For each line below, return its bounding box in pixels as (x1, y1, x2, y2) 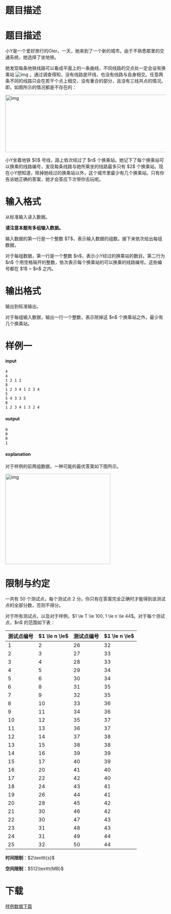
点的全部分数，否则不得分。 (5, 602, 64, 608)
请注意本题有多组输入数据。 (5, 225, 64, 231)
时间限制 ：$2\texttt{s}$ (5, 854, 55, 861)
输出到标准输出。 (5, 303, 41, 309)
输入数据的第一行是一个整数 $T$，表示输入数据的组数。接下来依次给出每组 (5, 236, 162, 242)
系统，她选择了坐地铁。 (9, 54, 59, 60)
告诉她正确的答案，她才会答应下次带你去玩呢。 (5, 176, 103, 182)
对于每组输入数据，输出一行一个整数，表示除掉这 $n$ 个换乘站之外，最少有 (5, 314, 164, 320)
